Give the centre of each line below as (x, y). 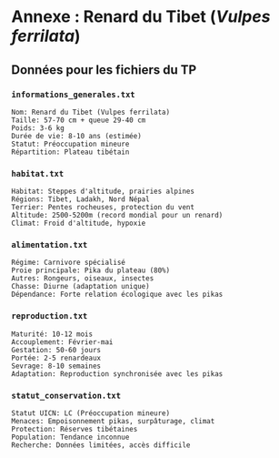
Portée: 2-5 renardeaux (56, 358)
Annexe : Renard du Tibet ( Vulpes (141, 17)
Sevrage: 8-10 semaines (56, 366)
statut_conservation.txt (66, 395)
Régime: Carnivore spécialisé (69, 263)
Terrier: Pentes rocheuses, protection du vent (103, 208)
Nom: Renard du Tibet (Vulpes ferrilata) (91, 112)
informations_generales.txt (73, 94)
